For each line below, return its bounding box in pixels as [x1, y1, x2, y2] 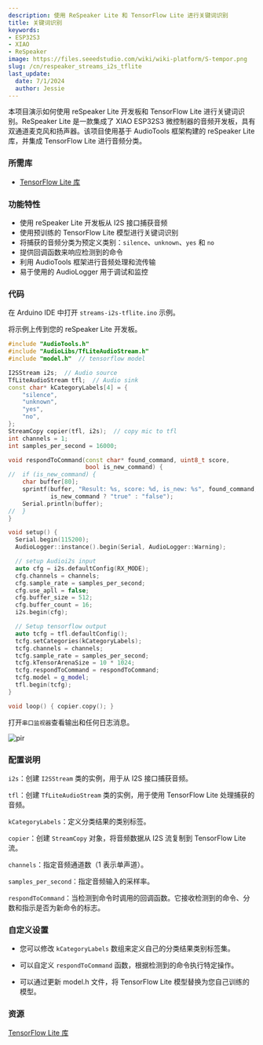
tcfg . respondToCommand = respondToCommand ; [15, 666, 159, 675]
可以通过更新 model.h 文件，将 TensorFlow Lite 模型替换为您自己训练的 [19, 978, 250, 987]
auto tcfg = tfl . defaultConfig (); [15, 629, 128, 638]
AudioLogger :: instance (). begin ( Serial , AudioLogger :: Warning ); [15, 543, 226, 552]
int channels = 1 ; [8, 435, 68, 442]
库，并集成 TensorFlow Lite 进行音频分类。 [8, 137, 147, 146]
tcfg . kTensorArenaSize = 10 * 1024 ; [15, 659, 135, 667]
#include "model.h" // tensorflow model [8, 355, 146, 363]
